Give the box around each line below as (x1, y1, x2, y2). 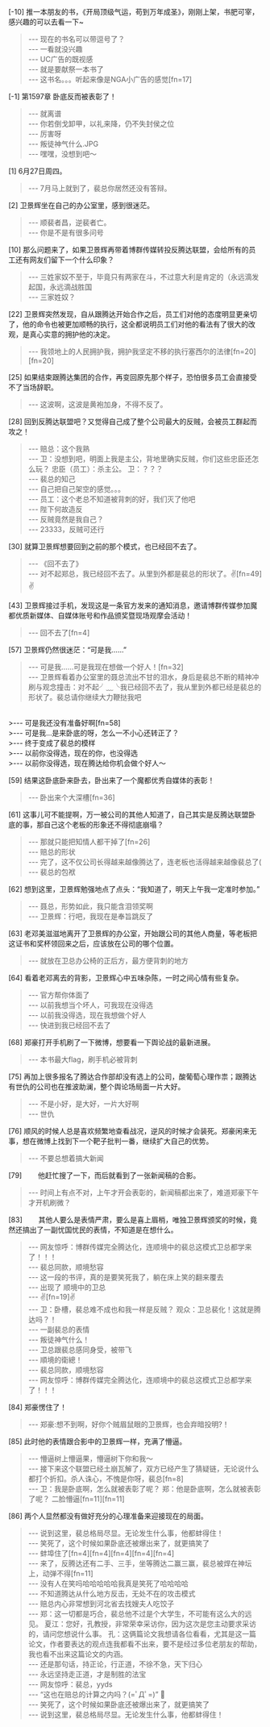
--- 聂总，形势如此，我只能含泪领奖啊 (27, 901, 154, 911)
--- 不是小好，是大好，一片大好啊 (27, 1099, 139, 1109)
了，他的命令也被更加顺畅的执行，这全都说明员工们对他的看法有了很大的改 (8, 319, 255, 329)
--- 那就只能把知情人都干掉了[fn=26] (27, 837, 151, 847)
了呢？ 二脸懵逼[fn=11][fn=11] (27, 1494, 125, 1504)
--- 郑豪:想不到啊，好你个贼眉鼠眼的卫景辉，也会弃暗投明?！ (27, 1420, 230, 1429)
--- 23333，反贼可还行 (27, 525, 105, 534)
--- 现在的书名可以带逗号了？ (27, 35, 126, 44)
